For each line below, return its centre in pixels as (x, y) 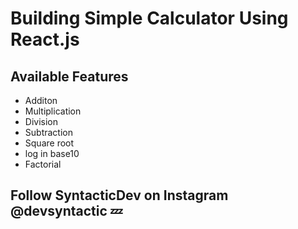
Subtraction (48, 132)
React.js (45, 39)
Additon (41, 100)
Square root (49, 143)
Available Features (69, 76)
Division (41, 121)
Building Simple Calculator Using (149, 18)
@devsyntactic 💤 (66, 211)
